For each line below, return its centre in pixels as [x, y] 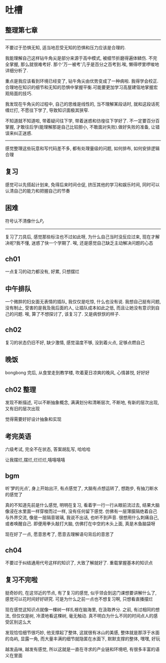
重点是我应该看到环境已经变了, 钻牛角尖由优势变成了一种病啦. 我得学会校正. [82, 81]
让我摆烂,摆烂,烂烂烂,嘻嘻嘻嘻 [35, 460]
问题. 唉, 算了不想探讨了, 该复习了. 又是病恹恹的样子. [67, 314]
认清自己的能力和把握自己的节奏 [38, 191]
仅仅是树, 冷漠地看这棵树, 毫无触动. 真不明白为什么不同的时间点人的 [85, 615]
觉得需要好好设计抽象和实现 [33, 419]
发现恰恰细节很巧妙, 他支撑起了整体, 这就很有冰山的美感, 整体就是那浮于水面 [82, 632]
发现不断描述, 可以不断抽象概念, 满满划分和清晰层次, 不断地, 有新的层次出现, [82, 402]
